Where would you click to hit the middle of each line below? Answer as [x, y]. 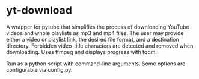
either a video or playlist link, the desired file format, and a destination [93, 39]
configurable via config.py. [39, 69]
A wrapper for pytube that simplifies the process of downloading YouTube [98, 27]
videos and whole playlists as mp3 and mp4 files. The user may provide [95, 33]
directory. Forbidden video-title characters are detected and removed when [100, 46]
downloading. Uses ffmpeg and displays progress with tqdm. [82, 52]
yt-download [39, 10]
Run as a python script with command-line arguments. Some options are [96, 64]
